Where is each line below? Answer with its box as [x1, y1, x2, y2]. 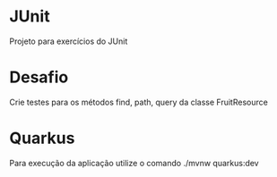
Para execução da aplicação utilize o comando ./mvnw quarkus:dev [9, 157, 259, 168]
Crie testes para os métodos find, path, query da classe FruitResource [9, 97, 269, 107]
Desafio [9, 67, 69, 88]
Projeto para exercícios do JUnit [9, 36, 128, 46]
